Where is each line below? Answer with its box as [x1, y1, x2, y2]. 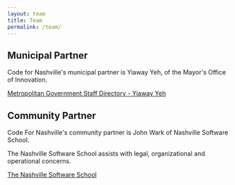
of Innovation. [7, 75, 48, 84]
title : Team [7, 17, 42, 24]
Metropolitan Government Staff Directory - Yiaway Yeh [7, 89, 167, 98]
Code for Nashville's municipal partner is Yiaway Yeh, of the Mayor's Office [7, 68, 227, 77]
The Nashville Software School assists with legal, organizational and [7, 149, 205, 158]
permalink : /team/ [7, 23, 61, 30]
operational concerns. [7, 157, 72, 165]
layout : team [7, 10, 46, 18]
